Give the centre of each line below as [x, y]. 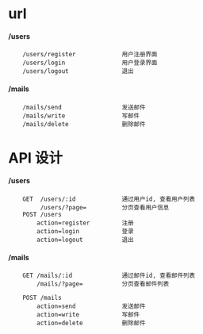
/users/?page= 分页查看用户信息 [105, 207]
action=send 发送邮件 [91, 306]
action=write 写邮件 [88, 315]
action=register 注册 [85, 223]
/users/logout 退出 [78, 71]
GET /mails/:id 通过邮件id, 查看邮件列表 [109, 276]
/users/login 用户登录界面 [90, 63]
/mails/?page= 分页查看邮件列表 [103, 284]
